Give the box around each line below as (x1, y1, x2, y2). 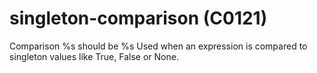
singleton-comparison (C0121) (9, 7, 268, 30)
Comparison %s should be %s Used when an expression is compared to (9, 40, 308, 52)
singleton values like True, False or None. (9, 50, 179, 62)
